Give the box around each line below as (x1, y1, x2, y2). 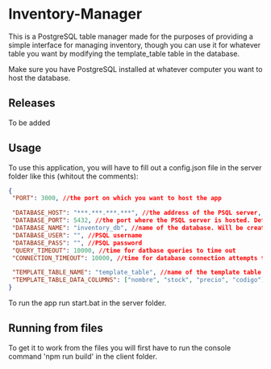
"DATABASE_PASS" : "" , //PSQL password (11, 239, 143, 247)
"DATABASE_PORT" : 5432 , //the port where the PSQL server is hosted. (11, 216, 251, 224)
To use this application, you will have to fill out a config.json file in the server (8, 162, 262, 172)
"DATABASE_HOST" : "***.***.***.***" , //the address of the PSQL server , (11, 209, 262, 217)
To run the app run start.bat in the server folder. (8, 298, 167, 308)
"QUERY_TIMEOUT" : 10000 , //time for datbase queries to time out (11, 246, 236, 254)
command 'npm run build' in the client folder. (8, 351, 157, 361)
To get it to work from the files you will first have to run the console (8, 342, 231, 352)
